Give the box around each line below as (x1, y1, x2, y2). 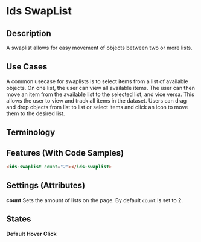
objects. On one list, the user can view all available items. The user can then (6, 84, 195, 91)
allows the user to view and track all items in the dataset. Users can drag (6, 97, 187, 104)
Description (6, 28, 51, 39)
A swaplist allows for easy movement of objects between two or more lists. (6, 44, 193, 51)
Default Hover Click (6, 230, 57, 237)
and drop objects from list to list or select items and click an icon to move (6, 103, 188, 110)
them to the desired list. (6, 110, 65, 117)
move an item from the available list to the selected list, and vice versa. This (6, 91, 194, 98)
